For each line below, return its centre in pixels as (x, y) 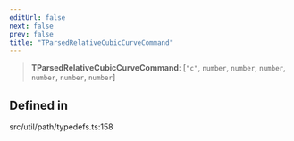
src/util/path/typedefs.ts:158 (61, 127)
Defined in (39, 105)
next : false (31, 26)
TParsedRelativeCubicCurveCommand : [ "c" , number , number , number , (158, 68)
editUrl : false (38, 17)
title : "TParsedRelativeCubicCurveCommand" (92, 42)
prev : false (31, 34)
